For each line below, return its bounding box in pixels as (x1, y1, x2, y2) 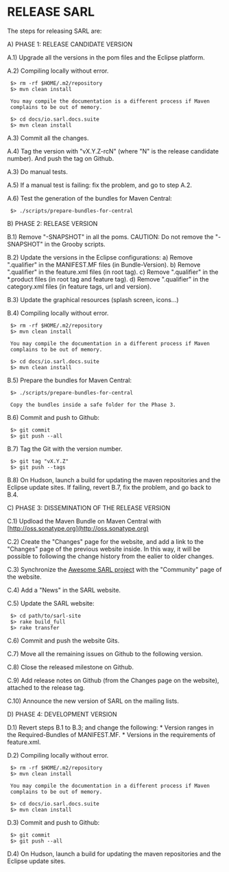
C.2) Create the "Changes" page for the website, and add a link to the (7, 537, 204, 545)
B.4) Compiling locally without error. (7, 309, 109, 317)
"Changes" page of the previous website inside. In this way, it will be (7, 545, 201, 553)
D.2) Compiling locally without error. (7, 751, 109, 759)
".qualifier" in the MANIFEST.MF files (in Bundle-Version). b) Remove (7, 260, 201, 269)
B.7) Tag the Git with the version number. (7, 445, 123, 453)
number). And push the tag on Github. (7, 154, 114, 162)
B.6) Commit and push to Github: (7, 413, 100, 421)
